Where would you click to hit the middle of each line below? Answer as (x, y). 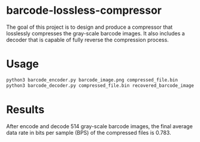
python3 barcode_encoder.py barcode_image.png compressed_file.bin (92, 80)
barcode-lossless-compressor (84, 10)
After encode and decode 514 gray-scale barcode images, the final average (99, 126)
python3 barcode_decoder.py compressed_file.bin (68, 85)
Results (25, 109)
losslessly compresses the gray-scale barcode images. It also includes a (96, 33)
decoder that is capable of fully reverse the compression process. (87, 40)
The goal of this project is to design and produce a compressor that (90, 27)
